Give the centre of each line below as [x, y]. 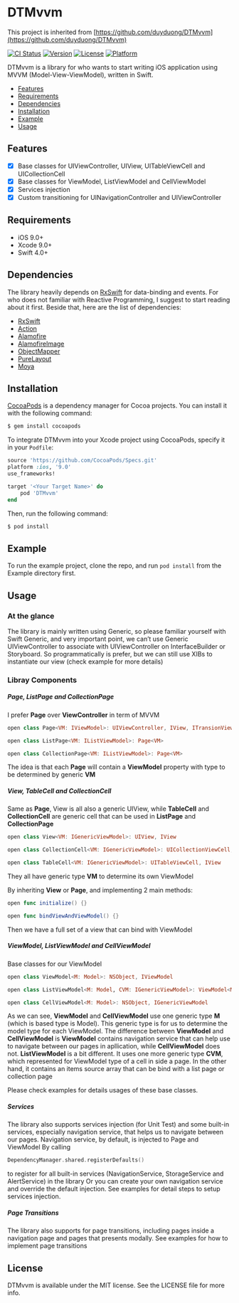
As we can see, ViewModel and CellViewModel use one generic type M [114, 1016]
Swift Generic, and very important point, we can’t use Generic [98, 639]
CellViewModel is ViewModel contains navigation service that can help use [119, 1038]
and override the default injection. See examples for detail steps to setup [114, 1189]
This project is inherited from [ [52, 32]
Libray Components [42, 680]
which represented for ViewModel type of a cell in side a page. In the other [117, 1061]
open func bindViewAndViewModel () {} [63, 916]
